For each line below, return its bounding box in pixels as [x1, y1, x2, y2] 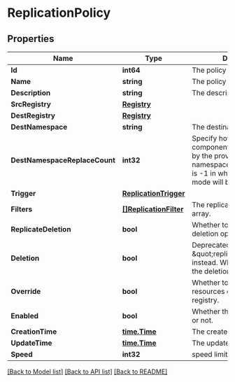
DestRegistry [10, 111, 56, 120]
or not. [192, 316, 213, 325]
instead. [192, 257, 218, 267]
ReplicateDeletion [10, 225, 71, 234]
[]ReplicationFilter [122, 204, 184, 214]
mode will [192, 177, 224, 187]
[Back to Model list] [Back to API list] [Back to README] [7, 367, 168, 376]
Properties [7, 33, 55, 45]
